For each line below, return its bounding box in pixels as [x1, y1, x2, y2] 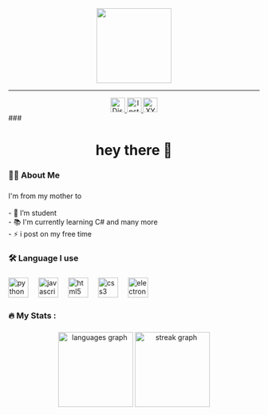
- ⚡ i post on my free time [8, 229, 92, 239]
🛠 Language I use [8, 252, 79, 263]
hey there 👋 [95, 142, 173, 159]
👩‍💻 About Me [8, 170, 60, 181]
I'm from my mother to [8, 191, 82, 201]
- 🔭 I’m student [8, 208, 57, 218]
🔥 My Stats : [8, 309, 57, 321]
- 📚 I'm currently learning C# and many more [8, 217, 158, 227]
